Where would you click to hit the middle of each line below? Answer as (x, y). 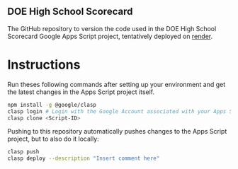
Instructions (44, 65)
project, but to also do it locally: (53, 139)
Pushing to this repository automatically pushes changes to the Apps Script (117, 132)
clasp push (23, 152)
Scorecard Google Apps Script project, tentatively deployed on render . (110, 36)
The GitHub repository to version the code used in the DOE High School (112, 28)
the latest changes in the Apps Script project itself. (81, 92)
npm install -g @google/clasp (52, 105)
